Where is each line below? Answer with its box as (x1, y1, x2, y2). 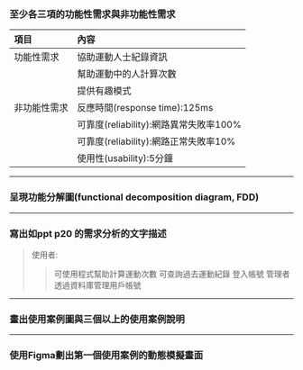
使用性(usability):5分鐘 (77, 152, 174, 165)
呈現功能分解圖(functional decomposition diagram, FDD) (9, 191, 260, 203)
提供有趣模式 (77, 85, 133, 97)
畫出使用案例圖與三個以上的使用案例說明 (9, 312, 185, 325)
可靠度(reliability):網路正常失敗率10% (77, 135, 236, 148)
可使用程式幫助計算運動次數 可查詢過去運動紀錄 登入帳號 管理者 (53, 268, 290, 279)
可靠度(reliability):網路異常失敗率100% (77, 119, 242, 131)
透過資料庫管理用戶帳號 (53, 279, 142, 290)
